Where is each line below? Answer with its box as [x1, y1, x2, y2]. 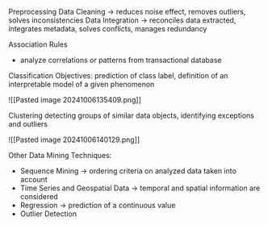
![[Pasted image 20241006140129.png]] [8, 135, 140, 144]
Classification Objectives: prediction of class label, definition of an [8, 71, 228, 80]
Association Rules [8, 40, 68, 49]
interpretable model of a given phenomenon [8, 80, 155, 89]
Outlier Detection [19, 209, 77, 219]
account [19, 175, 48, 184]
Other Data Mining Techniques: [8, 151, 112, 160]
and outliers [8, 119, 48, 128]
